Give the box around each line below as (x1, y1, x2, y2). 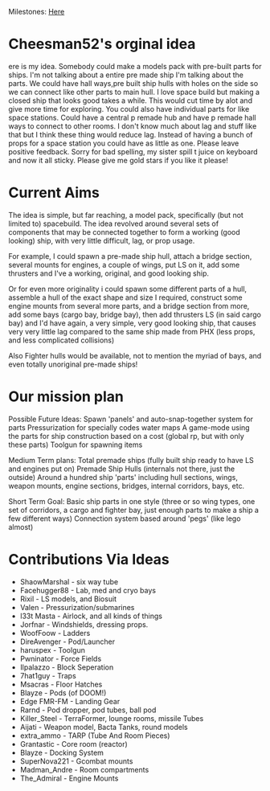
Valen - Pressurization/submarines (19, 602, 135, 612)
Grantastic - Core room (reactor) (19, 739, 129, 748)
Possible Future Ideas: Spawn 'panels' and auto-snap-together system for (8, 414, 254, 424)
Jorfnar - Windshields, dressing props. (19, 619, 149, 629)
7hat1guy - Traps (19, 670, 76, 680)
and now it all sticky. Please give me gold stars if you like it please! (8, 155, 229, 165)
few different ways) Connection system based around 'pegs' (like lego (8, 514, 241, 523)
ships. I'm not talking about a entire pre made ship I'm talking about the (8, 70, 243, 80)
